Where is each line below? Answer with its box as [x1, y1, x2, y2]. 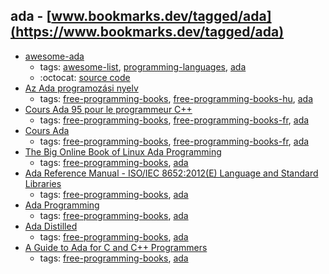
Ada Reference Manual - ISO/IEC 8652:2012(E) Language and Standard [24, 167, 319, 179]
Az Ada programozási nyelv [24, 82, 139, 94]
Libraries [24, 177, 62, 189]
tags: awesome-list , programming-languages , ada [39, 60, 247, 73]
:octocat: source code [39, 71, 131, 83]
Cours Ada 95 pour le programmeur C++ [24, 103, 193, 115]
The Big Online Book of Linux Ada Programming [24, 145, 222, 158]
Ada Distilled [24, 220, 78, 232]
